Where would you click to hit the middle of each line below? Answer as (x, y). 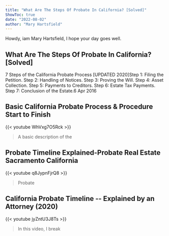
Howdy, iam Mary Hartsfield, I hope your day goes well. (63, 39)
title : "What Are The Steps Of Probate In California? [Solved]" (76, 10)
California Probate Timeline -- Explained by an (80, 199)
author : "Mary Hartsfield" (34, 24)
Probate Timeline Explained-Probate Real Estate (83, 153)
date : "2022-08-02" (26, 19)
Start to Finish (28, 115)
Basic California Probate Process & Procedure (79, 107)
